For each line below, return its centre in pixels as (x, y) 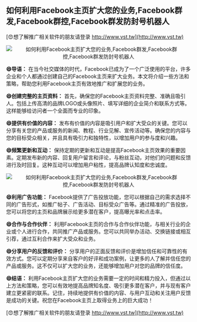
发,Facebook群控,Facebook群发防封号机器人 (88, 21)
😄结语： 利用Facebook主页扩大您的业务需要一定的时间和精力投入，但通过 (96, 278)
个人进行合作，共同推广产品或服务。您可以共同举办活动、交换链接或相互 (103, 231)
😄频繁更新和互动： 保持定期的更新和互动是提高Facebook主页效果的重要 (93, 150)
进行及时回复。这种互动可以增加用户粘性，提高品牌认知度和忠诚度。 (88, 165)
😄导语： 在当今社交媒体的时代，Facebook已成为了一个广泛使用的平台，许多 (98, 68)
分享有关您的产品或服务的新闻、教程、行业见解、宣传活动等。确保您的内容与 (98, 130)
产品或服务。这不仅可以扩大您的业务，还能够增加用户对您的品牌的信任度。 (96, 266)
